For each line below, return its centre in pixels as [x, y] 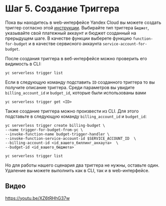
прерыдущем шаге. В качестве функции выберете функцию [69, 38]
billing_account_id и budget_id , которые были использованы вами [76, 93]
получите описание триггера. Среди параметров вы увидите [70, 87]
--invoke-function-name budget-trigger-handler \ [57, 134]
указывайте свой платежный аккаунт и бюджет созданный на [71, 33]
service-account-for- [125, 44]
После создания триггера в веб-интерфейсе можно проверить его [76, 58]
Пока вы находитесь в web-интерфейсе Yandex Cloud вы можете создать [83, 22]
